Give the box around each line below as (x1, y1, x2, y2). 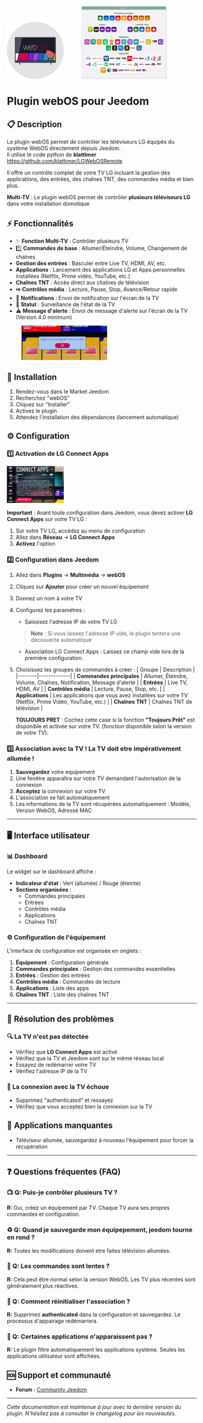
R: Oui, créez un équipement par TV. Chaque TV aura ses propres (7, 1204, 170, 1212)
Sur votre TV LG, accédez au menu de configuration (15, 527, 145, 534)
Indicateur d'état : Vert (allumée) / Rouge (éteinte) (15, 880, 141, 887)
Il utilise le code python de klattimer (7, 151, 97, 158)
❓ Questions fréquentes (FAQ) (7, 1166, 121, 1177)
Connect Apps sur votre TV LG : (7, 516, 87, 523)
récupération (15, 1143, 48, 1150)
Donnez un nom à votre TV (15, 595, 83, 602)
